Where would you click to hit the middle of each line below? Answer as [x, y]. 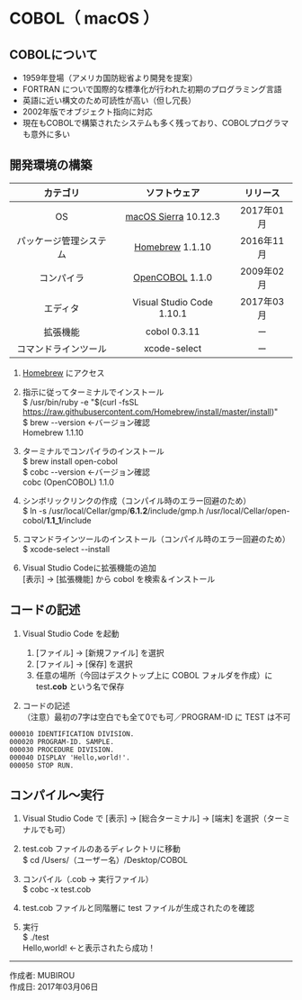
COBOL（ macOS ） [84, 18]
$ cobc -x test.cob [57, 889]
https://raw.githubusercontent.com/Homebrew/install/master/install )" [150, 412]
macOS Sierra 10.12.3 [173, 216]
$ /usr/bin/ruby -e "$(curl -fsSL [80, 402]
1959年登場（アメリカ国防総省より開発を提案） [110, 78]
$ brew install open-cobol [70, 461]
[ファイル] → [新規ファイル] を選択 [100, 652]
